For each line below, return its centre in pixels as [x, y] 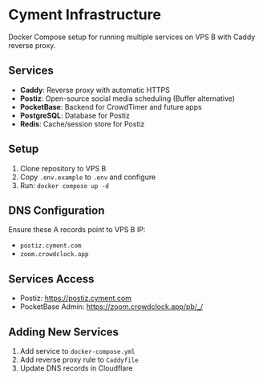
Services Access [51, 279]
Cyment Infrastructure [85, 15]
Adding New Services [63, 332]
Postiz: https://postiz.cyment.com [76, 299]
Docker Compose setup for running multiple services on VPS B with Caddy [132, 37]
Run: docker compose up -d [65, 185]
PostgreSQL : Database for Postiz [75, 115]
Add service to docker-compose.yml [77, 351]
